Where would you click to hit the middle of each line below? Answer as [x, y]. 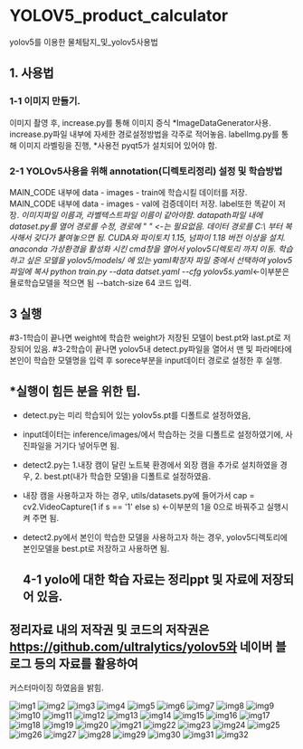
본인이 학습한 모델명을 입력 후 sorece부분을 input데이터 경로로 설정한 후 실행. [146, 360]
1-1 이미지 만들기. [45, 101]
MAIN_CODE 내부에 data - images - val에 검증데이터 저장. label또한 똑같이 [143, 204]
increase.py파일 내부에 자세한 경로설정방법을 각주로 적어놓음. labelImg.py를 [144, 134]
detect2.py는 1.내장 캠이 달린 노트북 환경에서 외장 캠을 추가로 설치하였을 [150, 465]
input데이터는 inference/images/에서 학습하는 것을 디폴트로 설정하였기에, [152, 434]
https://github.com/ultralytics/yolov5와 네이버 [141, 647]
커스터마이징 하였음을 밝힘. [57, 687]
